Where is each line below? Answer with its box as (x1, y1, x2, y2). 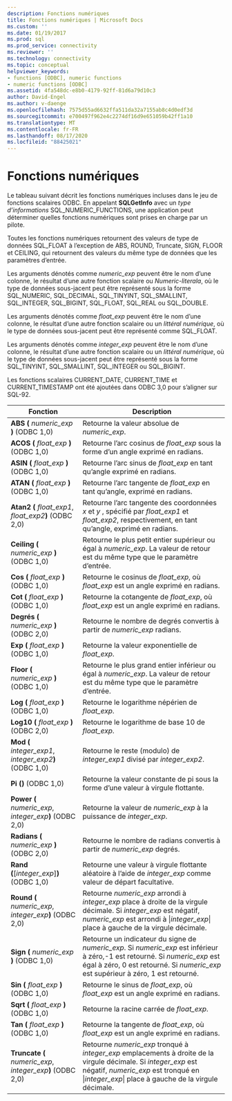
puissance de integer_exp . (82, 811, 168, 821)
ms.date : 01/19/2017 (7, 29, 67, 37)
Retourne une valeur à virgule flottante (82, 860, 207, 869)
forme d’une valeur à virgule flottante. (82, 783, 205, 793)
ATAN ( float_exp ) (10, 478, 71, 488)
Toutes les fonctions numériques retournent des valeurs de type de (7, 234, 199, 243)
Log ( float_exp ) (10, 697, 64, 707)
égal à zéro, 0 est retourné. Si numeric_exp (82, 960, 222, 970)
